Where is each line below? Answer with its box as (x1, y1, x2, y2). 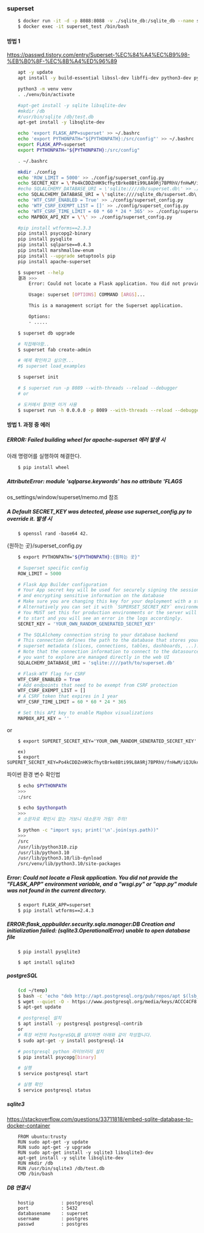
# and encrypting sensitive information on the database (18, 593, 165, 599)
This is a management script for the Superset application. (28, 303, 183, 309)
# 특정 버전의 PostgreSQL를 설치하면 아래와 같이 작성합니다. (18, 1032, 153, 1038)
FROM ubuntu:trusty (18, 1133, 67, 1140)
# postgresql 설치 (18, 1015, 62, 1021)
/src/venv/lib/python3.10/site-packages (18, 861, 121, 867)
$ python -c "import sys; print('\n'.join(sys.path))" (18, 827, 159, 833)
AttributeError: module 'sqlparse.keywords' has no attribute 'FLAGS (7, 477, 183, 485)
